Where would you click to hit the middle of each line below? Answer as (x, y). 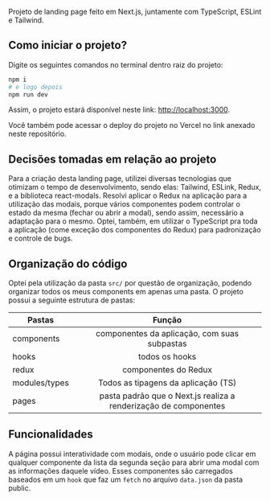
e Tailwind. (26, 20)
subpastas (167, 343)
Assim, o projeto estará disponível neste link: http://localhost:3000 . (119, 110)
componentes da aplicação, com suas (168, 334)
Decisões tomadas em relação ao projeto (112, 159)
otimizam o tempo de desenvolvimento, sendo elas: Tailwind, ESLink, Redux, (135, 187)
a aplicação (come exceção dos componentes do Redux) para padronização (135, 230)
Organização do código (68, 263)
